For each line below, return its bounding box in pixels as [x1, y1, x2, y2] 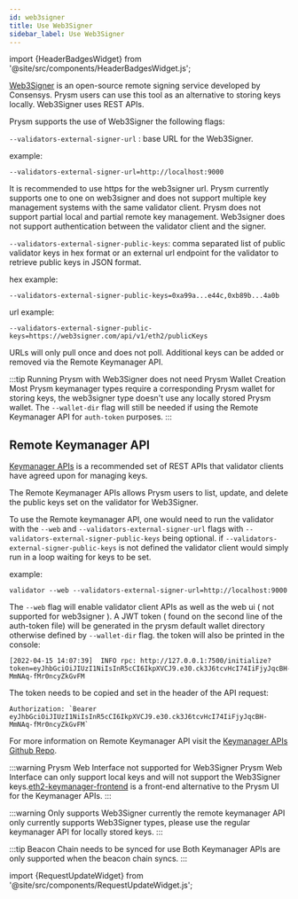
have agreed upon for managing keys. [9, 471, 148, 481]
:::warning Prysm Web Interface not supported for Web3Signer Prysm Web [9, 762, 283, 773]
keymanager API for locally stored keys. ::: [9, 826, 163, 838]
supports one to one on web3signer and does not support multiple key [9, 192, 267, 204]
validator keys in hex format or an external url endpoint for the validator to [9, 247, 279, 258]
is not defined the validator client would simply [118, 543, 289, 553]
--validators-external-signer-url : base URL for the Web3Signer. [9, 134, 254, 145]
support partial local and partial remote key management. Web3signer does [9, 212, 286, 223]
